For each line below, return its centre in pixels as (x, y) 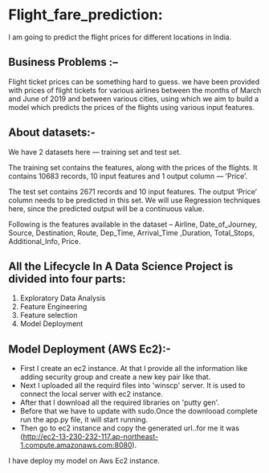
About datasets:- (52, 133)
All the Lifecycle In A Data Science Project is (121, 266)
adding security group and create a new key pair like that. (115, 377)
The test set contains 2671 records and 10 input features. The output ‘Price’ (132, 191)
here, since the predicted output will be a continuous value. (106, 208)
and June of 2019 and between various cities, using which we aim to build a (134, 99)
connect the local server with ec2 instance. (91, 394)
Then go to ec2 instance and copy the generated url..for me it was (129, 428)
